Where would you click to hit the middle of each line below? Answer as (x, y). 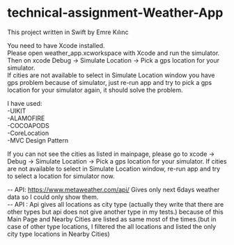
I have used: (25, 103)
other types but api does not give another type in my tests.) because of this (116, 212)
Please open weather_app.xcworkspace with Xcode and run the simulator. (114, 53)
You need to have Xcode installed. (56, 45)
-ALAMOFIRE (26, 118)
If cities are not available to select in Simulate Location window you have (111, 75)
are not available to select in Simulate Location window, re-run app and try (114, 168)
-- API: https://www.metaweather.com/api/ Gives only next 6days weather (114, 189)
